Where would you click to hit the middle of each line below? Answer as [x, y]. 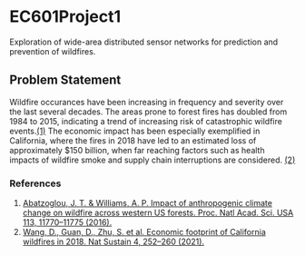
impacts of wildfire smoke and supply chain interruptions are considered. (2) [152, 160]
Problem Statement [65, 80]
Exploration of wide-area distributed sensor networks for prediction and [144, 42]
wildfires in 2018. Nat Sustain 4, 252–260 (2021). [113, 241]
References [35, 183]
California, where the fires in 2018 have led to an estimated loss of [133, 140]
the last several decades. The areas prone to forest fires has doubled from [148, 112]
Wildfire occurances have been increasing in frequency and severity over [147, 102]
